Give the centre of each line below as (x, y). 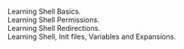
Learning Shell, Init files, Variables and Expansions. (92, 36)
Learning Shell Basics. (44, 11)
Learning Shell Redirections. (54, 28)
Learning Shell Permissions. (53, 20)
